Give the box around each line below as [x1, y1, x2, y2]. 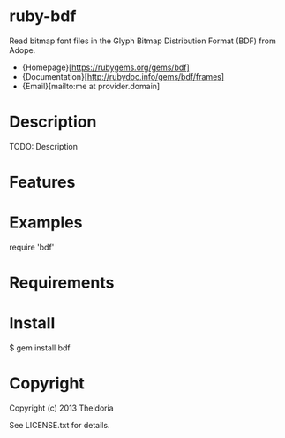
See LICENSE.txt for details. [9, 420, 110, 431]
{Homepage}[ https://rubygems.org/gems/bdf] [21, 62, 190, 73]
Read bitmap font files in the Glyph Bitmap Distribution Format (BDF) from [9, 35, 276, 46]
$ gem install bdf [9, 342, 71, 353]
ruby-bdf [9, 6, 77, 27]
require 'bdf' [9, 242, 55, 252]
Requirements [9, 273, 115, 293]
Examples [9, 212, 83, 233]
